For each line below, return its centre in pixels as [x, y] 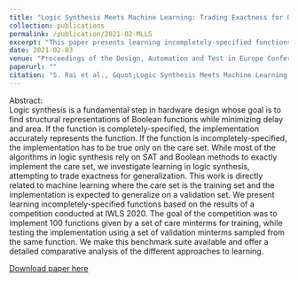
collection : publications [57, 26]
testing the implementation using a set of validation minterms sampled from [147, 232]
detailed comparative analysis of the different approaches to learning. [137, 251]
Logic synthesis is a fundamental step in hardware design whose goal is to [145, 110]
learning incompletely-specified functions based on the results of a [132, 204]
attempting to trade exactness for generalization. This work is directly [136, 176]
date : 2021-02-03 [41, 51]
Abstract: [26, 100]
